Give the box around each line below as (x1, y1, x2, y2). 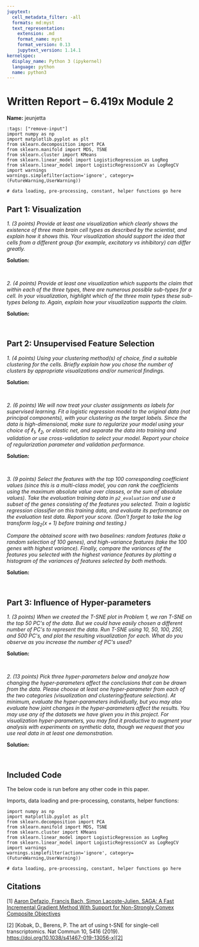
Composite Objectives (6, 910, 61, 917)
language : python (12, 63, 55, 70)
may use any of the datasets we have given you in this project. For (6, 711, 169, 718)
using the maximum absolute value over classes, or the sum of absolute (6, 487, 182, 495)
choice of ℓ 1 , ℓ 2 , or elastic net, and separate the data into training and (6, 426, 177, 435)
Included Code (6, 770, 62, 780)
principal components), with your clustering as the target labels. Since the (6, 414, 188, 421)
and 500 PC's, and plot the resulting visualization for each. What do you (6, 632, 184, 639)
